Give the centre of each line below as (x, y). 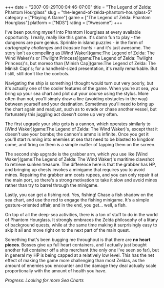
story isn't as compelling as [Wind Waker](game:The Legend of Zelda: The (80, 53)
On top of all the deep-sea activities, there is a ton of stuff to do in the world (81, 214)
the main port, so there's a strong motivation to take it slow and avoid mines (81, 180)
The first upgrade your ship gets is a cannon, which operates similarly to (78, 124)
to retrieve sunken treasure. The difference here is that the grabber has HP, (81, 164)
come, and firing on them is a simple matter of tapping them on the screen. (80, 144)
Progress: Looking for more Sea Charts (44, 280)
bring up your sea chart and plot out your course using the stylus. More (77, 93)
